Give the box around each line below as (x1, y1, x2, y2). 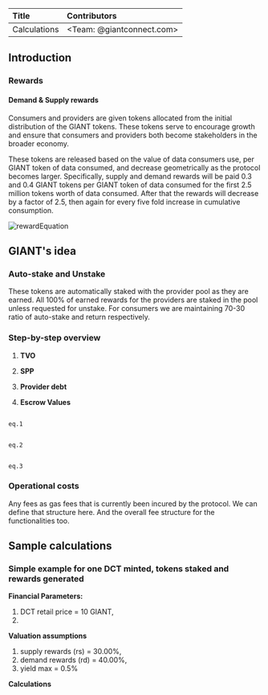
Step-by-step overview (8, 333, 101, 344)
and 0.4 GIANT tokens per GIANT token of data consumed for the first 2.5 (8, 180, 252, 190)
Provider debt (19, 382, 67, 391)
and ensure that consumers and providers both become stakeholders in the (8, 130, 258, 140)
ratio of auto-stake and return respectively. (8, 313, 150, 322)
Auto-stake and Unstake (8, 268, 106, 280)
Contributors (67, 10, 118, 21)
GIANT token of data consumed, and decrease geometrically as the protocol (8, 162, 261, 172)
